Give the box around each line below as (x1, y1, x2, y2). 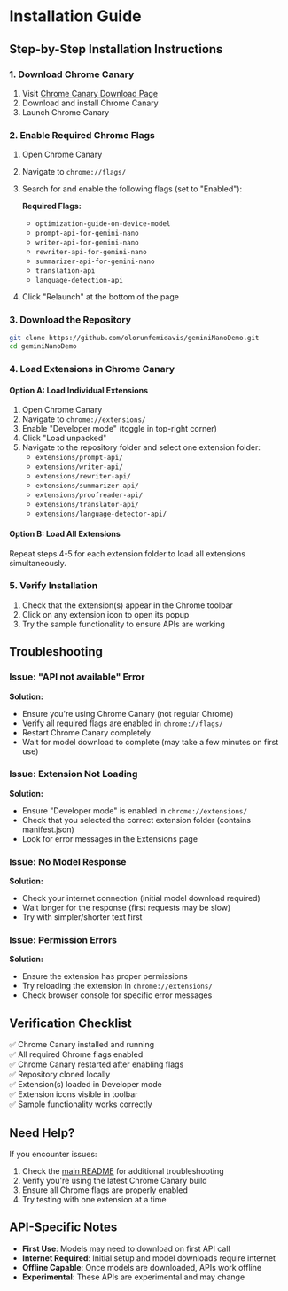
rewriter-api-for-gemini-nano (35, 248, 148, 257)
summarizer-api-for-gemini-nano (35, 257, 155, 267)
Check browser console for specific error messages (21, 990, 213, 1000)
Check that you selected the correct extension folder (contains (21, 814, 251, 825)
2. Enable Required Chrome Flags (9, 128, 155, 141)
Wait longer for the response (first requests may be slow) (21, 902, 231, 914)
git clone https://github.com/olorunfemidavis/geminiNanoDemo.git (9, 334, 260, 343)
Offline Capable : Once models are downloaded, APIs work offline (21, 1262, 262, 1272)
